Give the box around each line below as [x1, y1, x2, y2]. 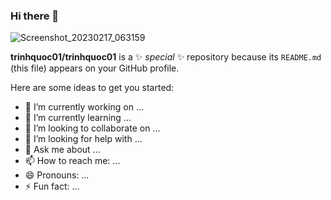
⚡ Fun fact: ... [24, 180, 80, 193]
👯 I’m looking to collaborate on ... [24, 122, 161, 134]
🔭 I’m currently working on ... [24, 101, 144, 113]
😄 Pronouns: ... [24, 169, 90, 181]
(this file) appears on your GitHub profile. [10, 62, 180, 74]
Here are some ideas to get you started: [10, 82, 175, 94]
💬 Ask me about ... [24, 144, 101, 156]
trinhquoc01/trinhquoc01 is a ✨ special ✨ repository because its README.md [10, 51, 322, 63]
